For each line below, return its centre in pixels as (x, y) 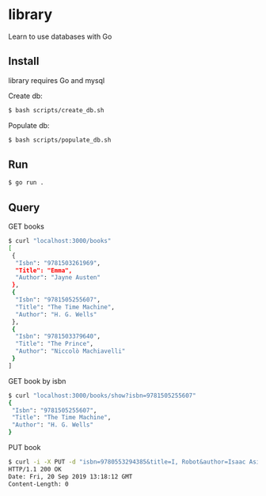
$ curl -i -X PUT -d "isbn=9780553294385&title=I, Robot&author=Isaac (127, 462)
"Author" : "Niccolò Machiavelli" (70, 351)
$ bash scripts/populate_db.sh (60, 140)
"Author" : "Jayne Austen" (58, 278)
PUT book (25, 447)
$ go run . (26, 183)
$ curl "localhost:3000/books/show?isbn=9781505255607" (102, 396)
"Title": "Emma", (44, 271)
